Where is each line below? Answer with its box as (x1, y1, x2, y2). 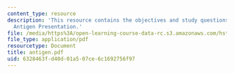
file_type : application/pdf (7, 36, 89, 43)
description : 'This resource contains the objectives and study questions (7, 17, 229, 24)
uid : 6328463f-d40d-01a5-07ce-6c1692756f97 (7, 56, 136, 63)
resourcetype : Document (7, 42, 77, 49)
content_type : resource (7, 10, 77, 17)
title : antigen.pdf (7, 49, 64, 56)
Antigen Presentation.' (13, 23, 82, 30)
